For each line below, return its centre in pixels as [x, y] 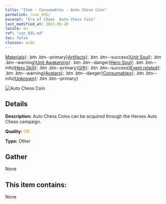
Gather [16, 157]
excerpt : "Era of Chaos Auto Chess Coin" [50, 19]
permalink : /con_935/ [28, 15]
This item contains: [36, 185]
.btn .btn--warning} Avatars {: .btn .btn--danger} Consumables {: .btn [75, 73]
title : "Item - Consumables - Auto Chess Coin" [56, 10]
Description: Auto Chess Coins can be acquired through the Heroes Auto [81, 116]
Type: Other [18, 141]
